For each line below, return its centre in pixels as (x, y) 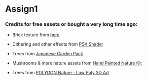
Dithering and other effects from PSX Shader (58, 44)
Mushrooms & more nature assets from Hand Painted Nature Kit (77, 63)
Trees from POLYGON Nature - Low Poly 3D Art (61, 73)
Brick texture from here (36, 35)
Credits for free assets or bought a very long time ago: (72, 24)
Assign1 (21, 9)
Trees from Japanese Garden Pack (48, 54)
